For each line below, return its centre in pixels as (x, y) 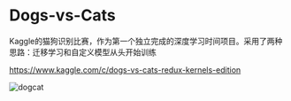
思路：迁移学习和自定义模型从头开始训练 (83, 52)
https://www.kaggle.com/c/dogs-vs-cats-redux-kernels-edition (125, 70)
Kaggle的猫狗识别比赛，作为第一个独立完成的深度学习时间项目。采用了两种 (146, 41)
